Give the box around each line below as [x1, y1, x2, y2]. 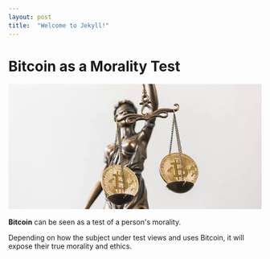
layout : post [8, 13, 52, 21]
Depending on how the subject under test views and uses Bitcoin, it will [8, 232, 245, 242]
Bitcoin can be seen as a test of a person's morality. [8, 217, 182, 227]
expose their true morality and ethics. [8, 241, 133, 251]
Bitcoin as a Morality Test [8, 57, 181, 76]
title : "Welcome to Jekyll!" [8, 21, 110, 30]
